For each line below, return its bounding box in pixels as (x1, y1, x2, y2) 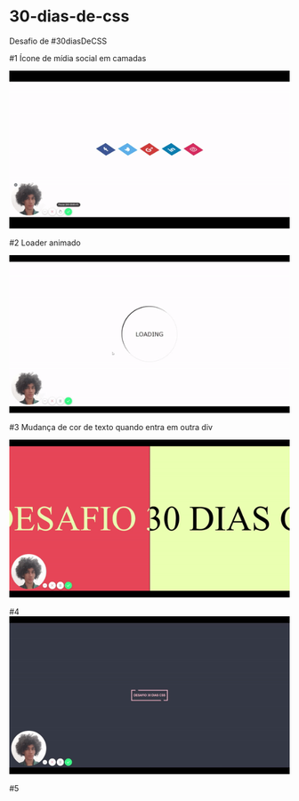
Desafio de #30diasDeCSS (9, 36, 108, 46)
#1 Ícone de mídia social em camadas (9, 52, 147, 63)
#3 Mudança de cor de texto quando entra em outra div (9, 421, 214, 432)
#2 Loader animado (9, 237, 82, 248)
